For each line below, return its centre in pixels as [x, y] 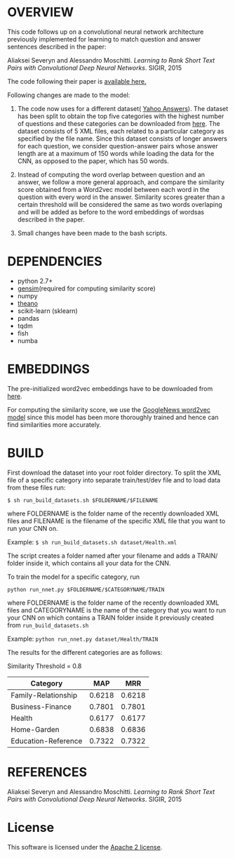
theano [28, 303]
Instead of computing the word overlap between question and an [111, 174]
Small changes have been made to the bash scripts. [92, 233]
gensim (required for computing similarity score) [86, 288]
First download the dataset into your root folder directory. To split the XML [114, 473]
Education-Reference [47, 741]
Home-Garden [35, 729]
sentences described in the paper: [57, 46]
